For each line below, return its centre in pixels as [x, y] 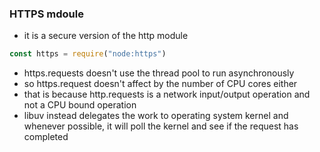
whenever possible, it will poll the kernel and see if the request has [161, 126]
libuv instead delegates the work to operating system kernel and [156, 116]
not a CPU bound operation [80, 105]
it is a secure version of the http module [106, 36]
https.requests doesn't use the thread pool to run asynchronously [159, 73]
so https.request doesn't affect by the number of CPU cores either [160, 84]
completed [46, 137]
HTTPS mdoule [46, 14]
